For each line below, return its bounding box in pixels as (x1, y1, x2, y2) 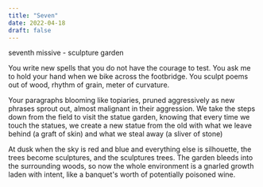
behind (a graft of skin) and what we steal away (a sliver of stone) (8, 129, 223, 139)
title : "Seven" (8, 11, 59, 20)
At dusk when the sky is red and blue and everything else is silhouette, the (8, 144, 252, 155)
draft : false (8, 26, 52, 34)
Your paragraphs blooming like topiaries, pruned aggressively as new (8, 96, 235, 105)
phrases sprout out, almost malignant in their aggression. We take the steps (8, 104, 256, 113)
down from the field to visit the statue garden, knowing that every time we (8, 113, 250, 122)
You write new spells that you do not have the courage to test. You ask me (8, 63, 251, 73)
